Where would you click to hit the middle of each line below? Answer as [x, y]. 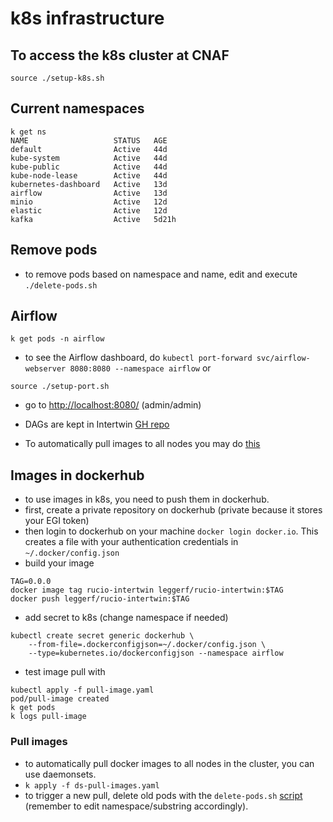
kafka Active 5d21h [93, 219]
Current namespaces [77, 108]
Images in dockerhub [77, 475]
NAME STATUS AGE [89, 140]
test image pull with [65, 672]
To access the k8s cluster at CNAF [120, 55]
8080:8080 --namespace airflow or [140, 368]
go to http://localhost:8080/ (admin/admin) [113, 405]
